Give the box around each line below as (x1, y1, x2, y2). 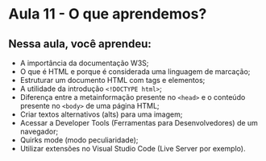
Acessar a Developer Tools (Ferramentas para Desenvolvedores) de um (19, 118, 258, 127)
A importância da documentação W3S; (19, 58, 149, 68)
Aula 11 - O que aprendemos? (8, 5, 207, 23)
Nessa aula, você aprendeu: (8, 37, 152, 51)
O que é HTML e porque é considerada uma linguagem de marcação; (19, 67, 251, 76)
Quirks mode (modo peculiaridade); (19, 135, 139, 145)
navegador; (19, 126, 59, 136)
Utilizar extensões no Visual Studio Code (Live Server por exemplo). (19, 144, 246, 153)
